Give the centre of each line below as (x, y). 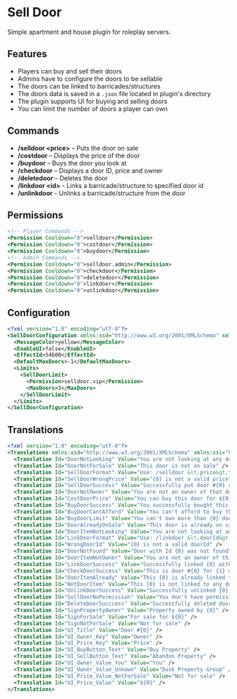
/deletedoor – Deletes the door (62, 178)
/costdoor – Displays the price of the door (79, 155)
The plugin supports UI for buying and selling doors (92, 101)
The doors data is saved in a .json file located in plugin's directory (114, 93)
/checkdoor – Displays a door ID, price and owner (90, 170)
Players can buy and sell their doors (69, 71)
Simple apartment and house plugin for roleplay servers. (89, 32)
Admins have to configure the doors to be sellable (90, 78)
